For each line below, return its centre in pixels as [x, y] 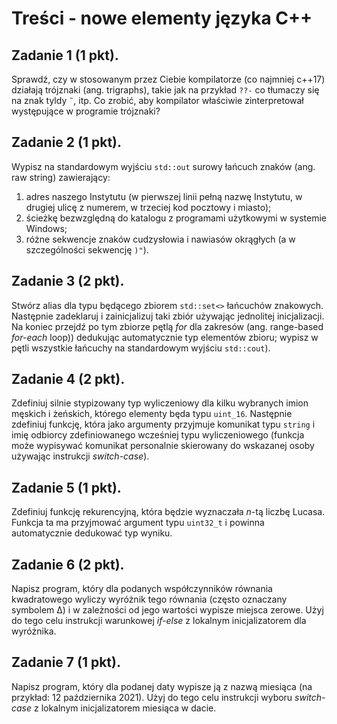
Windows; [46, 228]
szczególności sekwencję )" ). [87, 249]
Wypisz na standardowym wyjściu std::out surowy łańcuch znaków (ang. [163, 166]
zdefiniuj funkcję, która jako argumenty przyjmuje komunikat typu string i [163, 424]
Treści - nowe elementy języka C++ [162, 18]
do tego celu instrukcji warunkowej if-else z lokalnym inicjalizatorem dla [159, 621]
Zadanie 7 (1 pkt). [66, 662]
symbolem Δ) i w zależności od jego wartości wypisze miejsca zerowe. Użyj [167, 610]
